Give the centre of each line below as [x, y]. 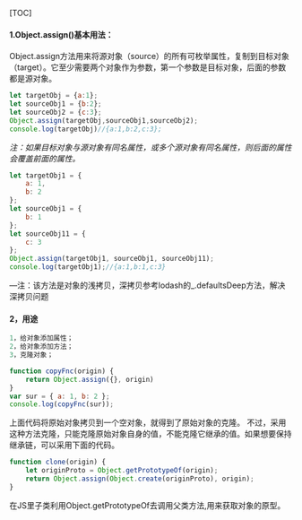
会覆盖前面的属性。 [45, 158]
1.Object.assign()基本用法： [61, 34]
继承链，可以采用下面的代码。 [64, 445]
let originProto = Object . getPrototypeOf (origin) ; [122, 471]
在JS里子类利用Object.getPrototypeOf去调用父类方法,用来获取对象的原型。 [147, 505]
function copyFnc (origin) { [62, 371]
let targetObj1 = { [46, 175]
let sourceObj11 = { [48, 234]
